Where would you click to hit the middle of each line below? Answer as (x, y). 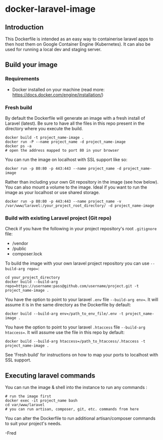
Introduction (24, 27)
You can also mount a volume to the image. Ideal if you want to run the (76, 187)
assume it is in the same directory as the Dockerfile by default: (68, 305)
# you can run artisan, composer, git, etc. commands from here (72, 409)
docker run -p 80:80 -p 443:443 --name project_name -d (63, 168)
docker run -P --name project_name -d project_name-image (65, 142)
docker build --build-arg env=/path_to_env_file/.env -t (64, 314)
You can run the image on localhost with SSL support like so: (66, 159)
